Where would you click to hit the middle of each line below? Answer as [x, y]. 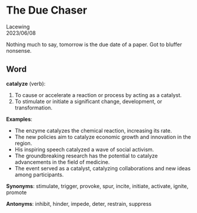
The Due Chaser [47, 10]
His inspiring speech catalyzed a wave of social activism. [84, 149]
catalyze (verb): [26, 83]
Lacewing [18, 27]
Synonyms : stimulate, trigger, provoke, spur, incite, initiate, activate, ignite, [97, 186]
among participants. [39, 175]
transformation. [33, 108]
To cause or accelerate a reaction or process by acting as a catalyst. [98, 95]
